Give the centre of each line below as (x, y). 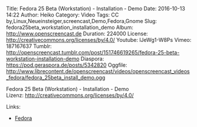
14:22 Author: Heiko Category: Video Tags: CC (63, 15)
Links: (13, 107)
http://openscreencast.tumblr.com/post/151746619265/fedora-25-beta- (93, 52)
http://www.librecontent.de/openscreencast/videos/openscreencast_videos (98, 71)
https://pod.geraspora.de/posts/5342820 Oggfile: (67, 65)
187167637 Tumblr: (29, 46)
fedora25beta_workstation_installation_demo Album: (70, 27)
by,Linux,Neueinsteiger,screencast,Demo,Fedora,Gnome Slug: (82, 21)
